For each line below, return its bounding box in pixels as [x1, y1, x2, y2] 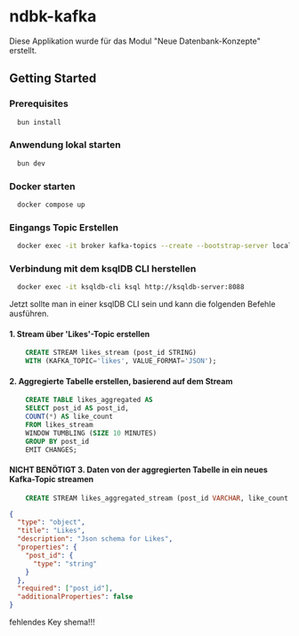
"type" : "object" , [17, 518, 86, 527]
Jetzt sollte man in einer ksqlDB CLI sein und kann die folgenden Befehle [9, 299, 276, 310]
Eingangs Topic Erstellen [9, 221, 119, 233]
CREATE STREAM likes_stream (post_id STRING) [25, 349, 198, 358]
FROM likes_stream [25, 420, 93, 429]
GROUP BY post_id [25, 437, 90, 446]
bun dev [17, 158, 46, 168]
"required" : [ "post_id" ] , [17, 584, 114, 593]
